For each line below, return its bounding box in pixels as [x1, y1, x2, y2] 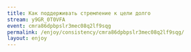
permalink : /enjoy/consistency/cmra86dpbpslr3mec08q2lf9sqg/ [7, 28, 185, 36]
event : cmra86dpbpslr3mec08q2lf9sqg [7, 22, 111, 29]
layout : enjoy [7, 35, 48, 42]
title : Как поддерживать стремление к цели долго [7, 9, 151, 17]
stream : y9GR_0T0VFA [7, 16, 66, 23]
